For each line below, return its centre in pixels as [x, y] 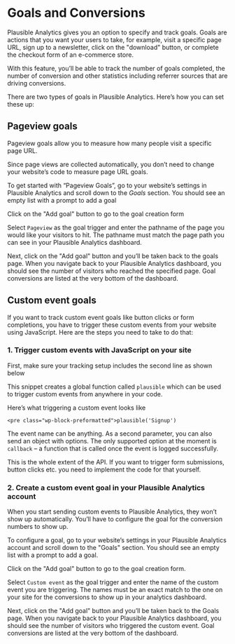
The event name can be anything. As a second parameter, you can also [110, 434]
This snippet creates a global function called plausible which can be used [114, 387]
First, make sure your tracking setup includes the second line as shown [110, 365]
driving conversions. [37, 83]
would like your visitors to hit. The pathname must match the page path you [116, 235]
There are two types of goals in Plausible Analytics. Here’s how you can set [116, 97]
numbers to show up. [38, 527]
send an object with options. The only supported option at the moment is [112, 441]
